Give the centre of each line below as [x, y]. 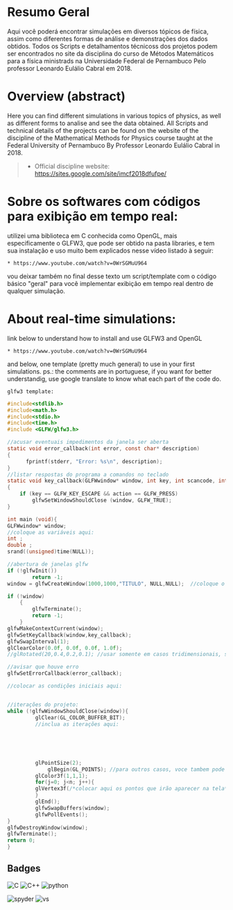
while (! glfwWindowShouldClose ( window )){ [68, 711]
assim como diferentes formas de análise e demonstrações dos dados [107, 38]
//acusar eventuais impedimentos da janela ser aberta [88, 442]
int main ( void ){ [32, 519]
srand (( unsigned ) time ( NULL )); [51, 552]
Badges [24, 869]
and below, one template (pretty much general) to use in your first [101, 364]
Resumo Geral [49, 12]
